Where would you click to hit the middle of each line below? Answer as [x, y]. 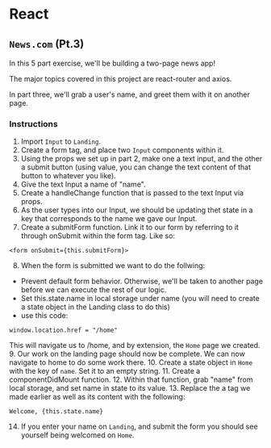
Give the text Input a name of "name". [83, 184]
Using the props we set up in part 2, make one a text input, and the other [142, 159]
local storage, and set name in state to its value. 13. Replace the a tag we [130, 388]
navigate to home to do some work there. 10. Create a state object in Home [131, 362]
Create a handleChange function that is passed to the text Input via [132, 193]
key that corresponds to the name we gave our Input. [109, 219]
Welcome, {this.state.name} [56, 412]
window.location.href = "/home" [63, 331]
